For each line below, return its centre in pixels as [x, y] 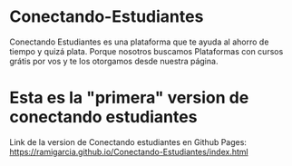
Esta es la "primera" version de [129, 98]
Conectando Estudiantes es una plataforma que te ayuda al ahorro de [139, 42]
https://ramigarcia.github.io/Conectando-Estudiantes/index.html [129, 151]
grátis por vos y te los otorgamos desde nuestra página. [114, 61]
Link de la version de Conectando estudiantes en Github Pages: [128, 142]
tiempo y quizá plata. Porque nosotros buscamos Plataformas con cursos [146, 51]
